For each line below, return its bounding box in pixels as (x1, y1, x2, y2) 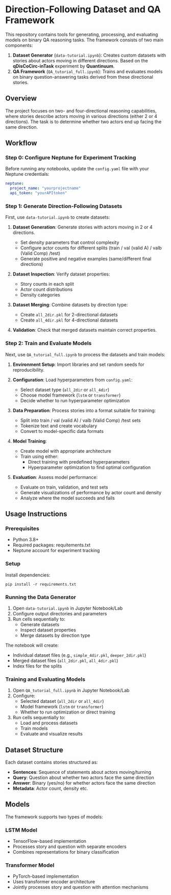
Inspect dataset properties (20, 627, 77, 633)
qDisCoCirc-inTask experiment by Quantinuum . (12, 63, 115, 69)
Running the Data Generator (5, 593, 77, 601)
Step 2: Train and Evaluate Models (5, 340, 92, 347)
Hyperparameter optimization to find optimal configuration (28, 464, 151, 470)
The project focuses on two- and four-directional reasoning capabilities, (5, 107, 157, 113)
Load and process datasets (20, 720, 78, 726)
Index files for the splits (12, 663, 62, 669)
